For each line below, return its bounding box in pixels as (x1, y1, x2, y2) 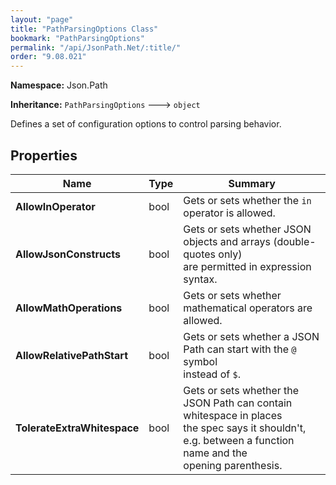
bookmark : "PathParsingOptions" (10, 33, 145, 43)
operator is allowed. (183, 206, 276, 220)
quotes (183, 247, 216, 261)
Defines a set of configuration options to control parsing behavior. (10, 118, 282, 130)
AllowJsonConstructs (15, 247, 122, 261)
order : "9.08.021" (10, 52, 87, 62)
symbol (183, 354, 218, 368)
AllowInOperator (15, 199, 96, 213)
